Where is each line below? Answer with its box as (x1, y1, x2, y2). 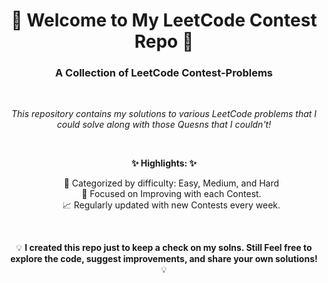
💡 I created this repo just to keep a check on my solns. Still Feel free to (15, 242, 313, 254)
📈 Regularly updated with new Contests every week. (62, 199, 281, 211)
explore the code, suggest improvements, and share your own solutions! (10, 253, 318, 265)
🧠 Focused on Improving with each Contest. (81, 188, 262, 200)
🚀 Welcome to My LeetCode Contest (10, 9, 318, 32)
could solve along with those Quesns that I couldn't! (56, 119, 272, 131)
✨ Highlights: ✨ (130, 157, 198, 169)
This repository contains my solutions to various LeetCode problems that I (10, 108, 318, 120)
